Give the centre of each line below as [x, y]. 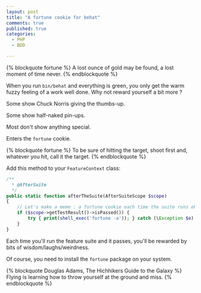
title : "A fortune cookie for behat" [53, 17]
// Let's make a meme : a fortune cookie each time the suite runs [103, 207]
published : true [26, 29]
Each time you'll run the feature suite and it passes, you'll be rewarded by [97, 241]
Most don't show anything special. [48, 127]
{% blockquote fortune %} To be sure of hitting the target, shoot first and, [97, 150]
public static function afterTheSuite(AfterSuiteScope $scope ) [87, 196]
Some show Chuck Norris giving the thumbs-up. [66, 103]
